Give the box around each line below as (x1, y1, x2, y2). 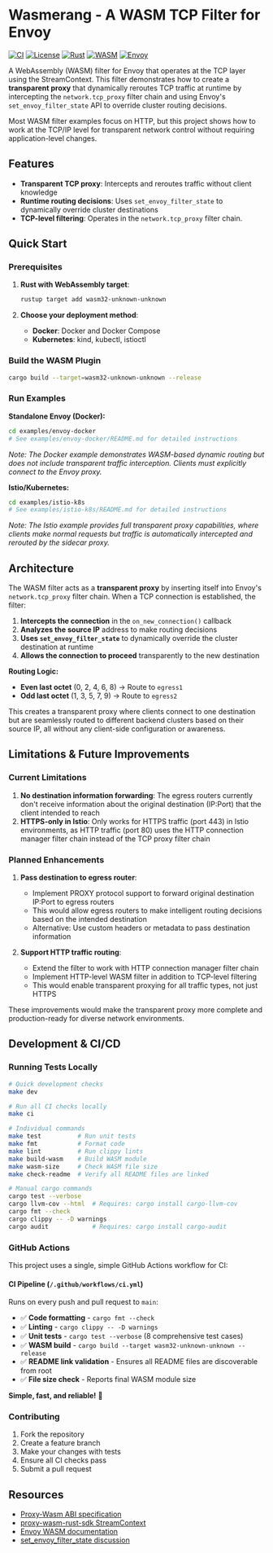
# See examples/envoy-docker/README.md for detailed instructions (8, 434, 238, 443)
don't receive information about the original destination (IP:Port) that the (19, 799, 262, 809)
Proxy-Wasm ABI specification (19, 1509, 122, 1520)
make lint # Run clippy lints (8, 1147, 144, 1156)
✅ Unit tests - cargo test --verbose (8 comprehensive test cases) (19, 1331, 244, 1341)
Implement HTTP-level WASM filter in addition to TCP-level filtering (32, 972, 258, 982)
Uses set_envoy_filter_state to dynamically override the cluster (19, 634, 238, 643)
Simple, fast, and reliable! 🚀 (8, 1391, 103, 1401)
